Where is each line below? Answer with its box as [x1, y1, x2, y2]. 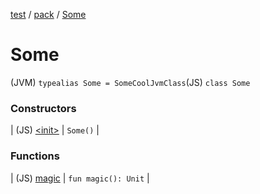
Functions [10, 149, 60, 163]
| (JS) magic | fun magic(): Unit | [10, 172, 150, 184]
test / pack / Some [10, 9, 87, 20]
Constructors [10, 101, 77, 115]
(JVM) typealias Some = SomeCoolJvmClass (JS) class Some [10, 76, 251, 88]
